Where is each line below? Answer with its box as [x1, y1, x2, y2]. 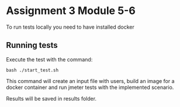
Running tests [6, 40, 58, 50]
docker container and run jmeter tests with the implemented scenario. [6, 84, 174, 91]
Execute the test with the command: [6, 56, 93, 63]
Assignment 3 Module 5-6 [6, 4, 136, 18]
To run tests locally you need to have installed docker [6, 23, 134, 30]
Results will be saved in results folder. [6, 95, 97, 102]
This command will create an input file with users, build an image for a [6, 77, 175, 84]
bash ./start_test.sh [6, 67, 59, 73]
